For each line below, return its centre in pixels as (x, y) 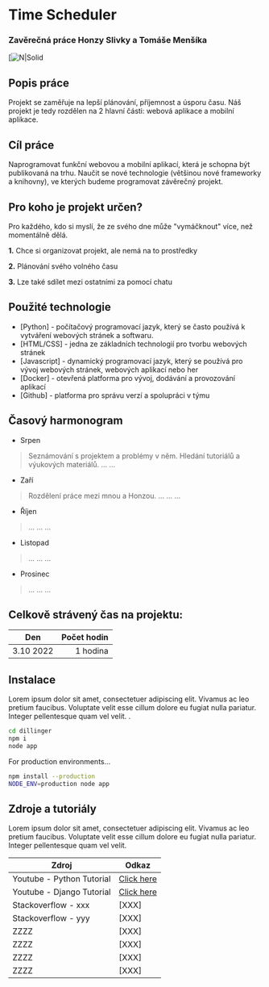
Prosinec (35, 574)
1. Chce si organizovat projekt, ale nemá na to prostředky (103, 250)
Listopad (35, 542)
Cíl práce (31, 145)
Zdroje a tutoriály (52, 809)
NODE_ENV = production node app (59, 784)
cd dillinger (30, 731)
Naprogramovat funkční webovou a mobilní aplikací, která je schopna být (129, 165)
